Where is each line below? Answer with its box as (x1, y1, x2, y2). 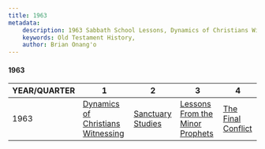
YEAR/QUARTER (12, 85, 76, 96)
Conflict (222, 123, 252, 134)
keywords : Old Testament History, (22, 33, 136, 42)
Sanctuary (133, 108, 172, 119)
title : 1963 (8, 11, 47, 20)
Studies (133, 118, 162, 129)
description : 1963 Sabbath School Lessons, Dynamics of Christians (22, 26, 248, 34)
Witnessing (82, 128, 125, 139)
